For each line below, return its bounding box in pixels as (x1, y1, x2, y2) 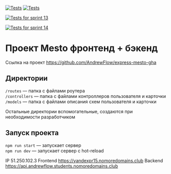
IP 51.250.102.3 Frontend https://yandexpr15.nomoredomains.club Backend (5, 157, 163, 163)
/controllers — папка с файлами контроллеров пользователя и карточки (5, 93, 166, 99)
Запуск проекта (5, 129, 59, 137)
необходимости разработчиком (5, 114, 75, 120)
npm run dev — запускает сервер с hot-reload (5, 147, 104, 154)
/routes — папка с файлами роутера (5, 87, 85, 94)
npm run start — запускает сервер (5, 142, 81, 148)
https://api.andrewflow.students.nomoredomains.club (5, 163, 118, 169)
